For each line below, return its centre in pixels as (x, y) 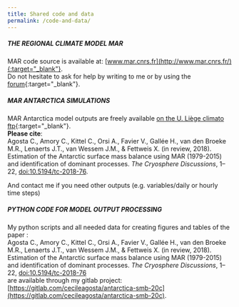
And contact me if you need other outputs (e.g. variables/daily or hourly (113, 186)
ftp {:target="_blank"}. (39, 126)
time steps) (24, 193)
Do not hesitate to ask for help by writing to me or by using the (99, 76)
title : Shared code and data (51, 14)
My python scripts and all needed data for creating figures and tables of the (119, 227)
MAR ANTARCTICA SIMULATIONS (59, 101)
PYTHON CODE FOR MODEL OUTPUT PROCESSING (85, 210)
